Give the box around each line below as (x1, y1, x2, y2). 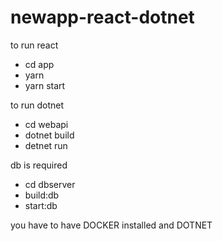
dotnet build (24, 129, 75, 141)
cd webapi (24, 118, 69, 130)
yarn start (24, 79, 66, 91)
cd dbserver (24, 178, 76, 190)
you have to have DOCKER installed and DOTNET (10, 219, 213, 231)
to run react (10, 39, 59, 51)
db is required (10, 159, 68, 171)
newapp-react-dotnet (10, 6, 195, 29)
